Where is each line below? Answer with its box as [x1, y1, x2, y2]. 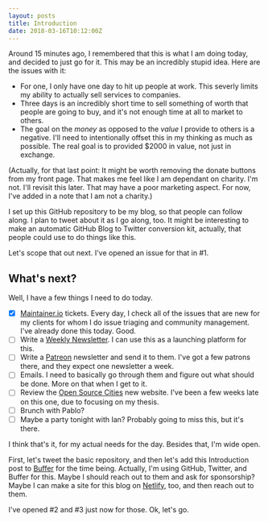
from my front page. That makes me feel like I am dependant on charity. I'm [8, 174, 258, 184]
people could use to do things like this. [8, 233, 137, 242]
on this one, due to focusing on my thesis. [19, 396, 159, 407]
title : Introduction [8, 19, 78, 27]
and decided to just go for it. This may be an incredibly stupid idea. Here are [8, 57, 261, 67]
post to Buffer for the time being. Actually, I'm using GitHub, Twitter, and [8, 463, 247, 473]
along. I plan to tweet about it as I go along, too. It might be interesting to [8, 215, 249, 226]
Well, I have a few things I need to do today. [8, 293, 153, 303]
